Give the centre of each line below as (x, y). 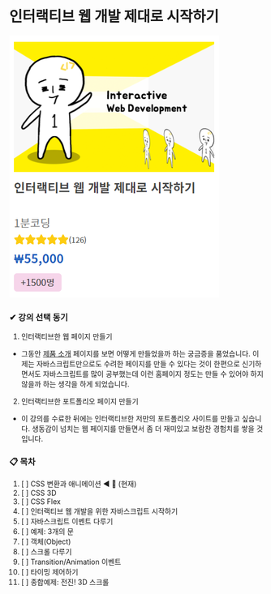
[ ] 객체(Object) (46, 541)
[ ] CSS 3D (39, 493)
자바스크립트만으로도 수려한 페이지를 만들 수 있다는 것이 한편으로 (138, 364)
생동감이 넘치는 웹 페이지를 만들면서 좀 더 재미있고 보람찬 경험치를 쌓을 (143, 429)
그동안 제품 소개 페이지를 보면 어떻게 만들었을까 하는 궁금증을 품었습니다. (135, 354)
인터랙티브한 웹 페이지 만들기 (67, 336)
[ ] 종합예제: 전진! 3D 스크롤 (65, 582)
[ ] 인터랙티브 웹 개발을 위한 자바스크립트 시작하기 (99, 511)
